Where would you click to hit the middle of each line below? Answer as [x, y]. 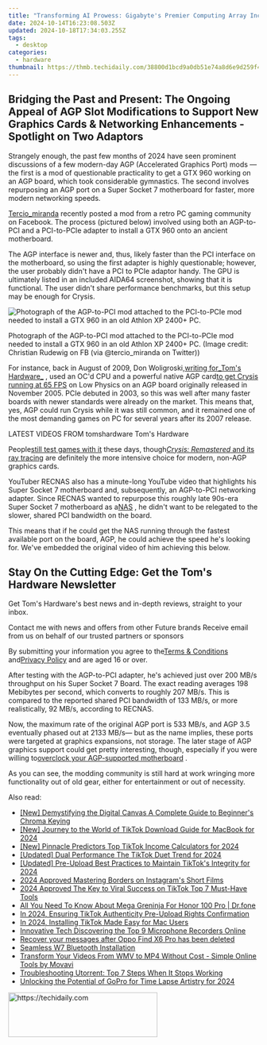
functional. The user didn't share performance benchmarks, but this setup [130, 287]
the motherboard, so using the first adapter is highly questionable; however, [132, 262]
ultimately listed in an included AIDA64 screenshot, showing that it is [120, 280]
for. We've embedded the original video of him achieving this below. [119, 547]
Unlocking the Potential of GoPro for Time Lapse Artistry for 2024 [127, 981]
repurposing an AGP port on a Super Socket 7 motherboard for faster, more [132, 189]
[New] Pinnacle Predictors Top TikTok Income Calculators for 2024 [130, 846]
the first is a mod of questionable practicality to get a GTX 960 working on [130, 172]
